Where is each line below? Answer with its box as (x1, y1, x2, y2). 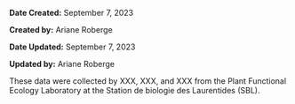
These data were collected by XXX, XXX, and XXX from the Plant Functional (9, 76, 287, 86)
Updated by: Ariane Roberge (9, 59, 116, 69)
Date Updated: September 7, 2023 (9, 41, 136, 52)
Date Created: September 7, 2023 (9, 8, 134, 18)
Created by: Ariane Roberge (9, 25, 113, 34)
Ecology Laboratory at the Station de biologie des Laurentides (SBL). (9, 85, 260, 95)
